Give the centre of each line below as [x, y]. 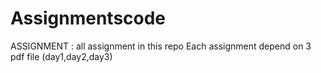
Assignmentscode [88, 18]
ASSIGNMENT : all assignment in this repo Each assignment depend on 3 [161, 46]
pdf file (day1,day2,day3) [61, 56]
